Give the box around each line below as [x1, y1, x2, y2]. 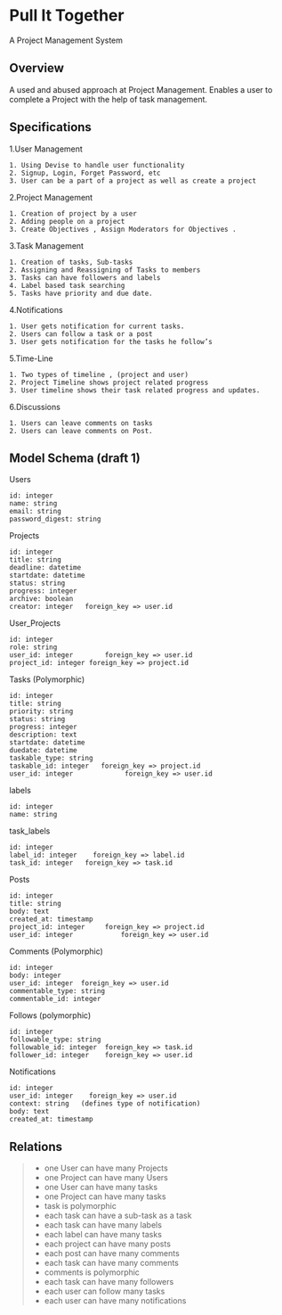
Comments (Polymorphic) [9, 946, 104, 957]
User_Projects [9, 618, 60, 629]
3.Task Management [9, 240, 85, 251]
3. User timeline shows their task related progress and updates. [9, 385, 261, 395]
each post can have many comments [44, 1248, 180, 1259]
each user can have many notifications [44, 1295, 187, 1306]
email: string [9, 507, 62, 516]
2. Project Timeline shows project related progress [9, 378, 209, 387]
